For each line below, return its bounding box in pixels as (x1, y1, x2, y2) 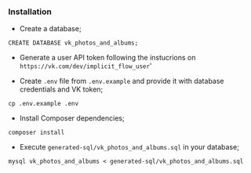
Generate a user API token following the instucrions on (19, 53, 196, 63)
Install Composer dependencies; (19, 114, 125, 123)
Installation (8, 6, 53, 17)
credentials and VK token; (19, 85, 104, 94)
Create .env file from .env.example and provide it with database (19, 77, 224, 86)
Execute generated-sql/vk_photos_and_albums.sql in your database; (19, 142, 239, 152)
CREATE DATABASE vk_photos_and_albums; (8, 39, 139, 47)
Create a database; (19, 24, 82, 34)
